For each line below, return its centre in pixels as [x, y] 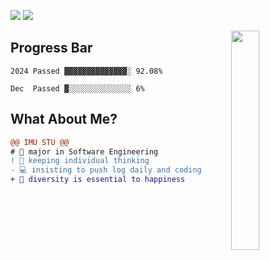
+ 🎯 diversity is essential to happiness [98, 180]
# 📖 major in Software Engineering [84, 151]
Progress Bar [51, 48]
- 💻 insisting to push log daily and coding [106, 170]
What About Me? [64, 119]
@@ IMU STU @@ [40, 142]
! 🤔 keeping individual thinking [80, 161]
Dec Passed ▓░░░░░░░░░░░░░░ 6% [77, 88]
